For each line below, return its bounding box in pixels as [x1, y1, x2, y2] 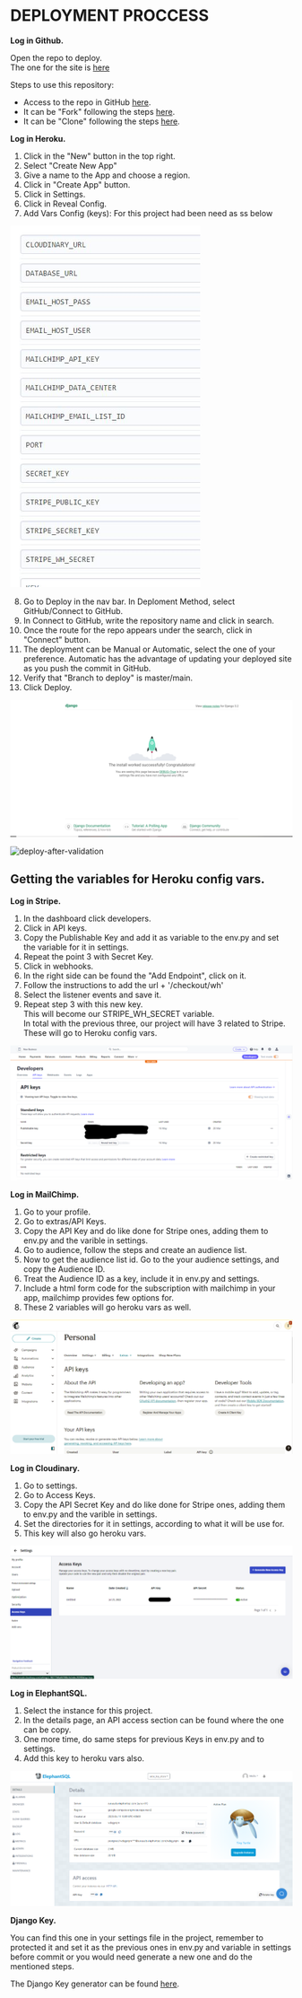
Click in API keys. [22, 922, 88, 933]
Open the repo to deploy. [10, 52, 102, 63]
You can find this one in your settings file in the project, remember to [10, 1932, 263, 1943]
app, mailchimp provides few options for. [22, 1293, 174, 1303]
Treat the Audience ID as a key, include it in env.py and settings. [22, 1274, 260, 1284]
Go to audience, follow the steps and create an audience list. [22, 1245, 247, 1256]
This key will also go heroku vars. [22, 1528, 147, 1538]
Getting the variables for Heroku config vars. [10, 872, 265, 887]
